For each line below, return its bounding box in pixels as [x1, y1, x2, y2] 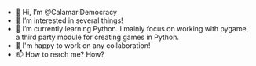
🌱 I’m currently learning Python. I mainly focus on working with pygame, [15, 24, 249, 33]
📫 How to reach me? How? [15, 49, 104, 59]
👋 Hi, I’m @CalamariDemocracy [15, 8, 118, 16]
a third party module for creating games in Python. [15, 32, 179, 42]
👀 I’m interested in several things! [15, 16, 123, 25]
